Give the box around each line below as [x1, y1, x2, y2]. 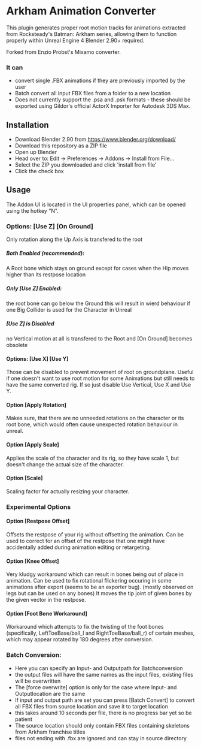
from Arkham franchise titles [14, 728, 86, 735]
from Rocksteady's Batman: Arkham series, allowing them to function [6, 30, 177, 37]
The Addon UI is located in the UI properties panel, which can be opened [6, 201, 186, 208]
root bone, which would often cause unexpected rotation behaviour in [6, 421, 178, 428]
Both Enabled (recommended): [6, 249, 85, 257]
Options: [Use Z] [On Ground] [6, 222, 94, 230]
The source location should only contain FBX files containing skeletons [14, 722, 190, 729]
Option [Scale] [6, 475, 43, 482]
